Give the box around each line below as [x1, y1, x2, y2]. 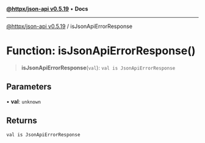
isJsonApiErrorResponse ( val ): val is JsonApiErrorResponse [21, 64, 176, 71]
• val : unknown [6, 97, 41, 105]
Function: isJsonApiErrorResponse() [6, 44, 196, 58]
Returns [6, 116, 38, 126]
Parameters [6, 82, 52, 92]
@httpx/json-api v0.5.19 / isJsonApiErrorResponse [6, 23, 133, 30]
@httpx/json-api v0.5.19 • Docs [6, 5, 88, 12]
